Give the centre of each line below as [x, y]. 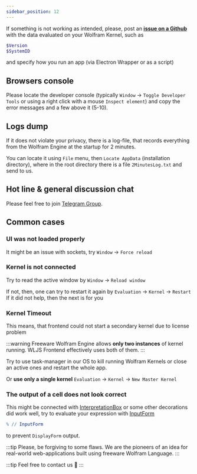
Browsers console [40, 81]
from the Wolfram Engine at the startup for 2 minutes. [71, 147]
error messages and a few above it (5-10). [57, 108]
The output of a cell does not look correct [66, 395]
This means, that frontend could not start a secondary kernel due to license [98, 326]
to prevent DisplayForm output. [43, 436]
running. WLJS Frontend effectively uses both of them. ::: [76, 350]
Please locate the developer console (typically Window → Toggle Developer [96, 95]
